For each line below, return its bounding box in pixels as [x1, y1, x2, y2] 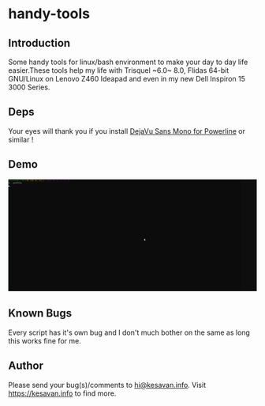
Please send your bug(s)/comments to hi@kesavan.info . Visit [8, 380, 207, 389]
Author [8, 359, 43, 373]
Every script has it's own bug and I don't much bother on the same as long [8, 328, 251, 337]
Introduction [8, 36, 71, 50]
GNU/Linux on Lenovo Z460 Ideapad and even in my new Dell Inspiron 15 [8, 74, 246, 83]
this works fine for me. [8, 336, 81, 345]
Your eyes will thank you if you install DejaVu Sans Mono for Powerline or [8, 126, 246, 135]
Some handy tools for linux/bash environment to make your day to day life [8, 57, 248, 66]
